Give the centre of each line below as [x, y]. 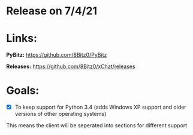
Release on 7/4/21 [52, 11]
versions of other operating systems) [61, 114]
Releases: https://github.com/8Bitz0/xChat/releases [71, 66]
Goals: [23, 90]
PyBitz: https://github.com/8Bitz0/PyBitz [57, 55]
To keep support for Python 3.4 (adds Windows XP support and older [101, 107]
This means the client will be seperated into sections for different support [97, 125]
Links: [22, 39]
